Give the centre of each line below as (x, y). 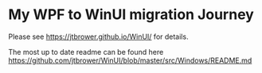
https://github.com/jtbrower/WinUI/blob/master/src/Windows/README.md (130, 60)
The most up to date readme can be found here (86, 52)
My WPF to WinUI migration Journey (131, 15)
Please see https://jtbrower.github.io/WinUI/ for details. (98, 36)
